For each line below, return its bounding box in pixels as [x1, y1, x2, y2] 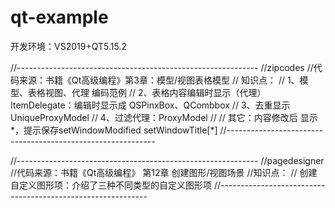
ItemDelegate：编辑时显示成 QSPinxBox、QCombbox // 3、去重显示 [10, 99, 291, 111]
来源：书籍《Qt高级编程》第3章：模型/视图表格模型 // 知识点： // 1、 [18, 74, 300, 86]
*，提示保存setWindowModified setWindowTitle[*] [10, 124, 218, 136]
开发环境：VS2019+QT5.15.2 [10, 40, 127, 52]
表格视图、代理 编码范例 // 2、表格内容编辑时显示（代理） [27, 86, 267, 98]
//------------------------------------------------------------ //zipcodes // [10, 61, 314, 73]
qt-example [10, 6, 109, 29]
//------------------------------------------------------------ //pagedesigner [10, 154, 325, 166]
